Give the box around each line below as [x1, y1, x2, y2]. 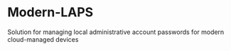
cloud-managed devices [7, 35, 79, 43]
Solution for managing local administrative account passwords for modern [7, 28, 225, 36]
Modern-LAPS [7, 4, 94, 21]
